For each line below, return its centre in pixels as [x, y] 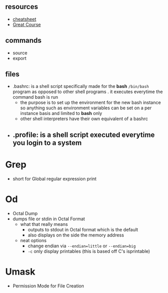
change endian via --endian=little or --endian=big [82, 246]
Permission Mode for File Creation [48, 286]
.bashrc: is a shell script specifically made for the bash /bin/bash [81, 86]
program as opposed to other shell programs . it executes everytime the [88, 92]
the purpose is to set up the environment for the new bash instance [91, 103]
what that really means [44, 224]
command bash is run [35, 97]
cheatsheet [24, 19]
